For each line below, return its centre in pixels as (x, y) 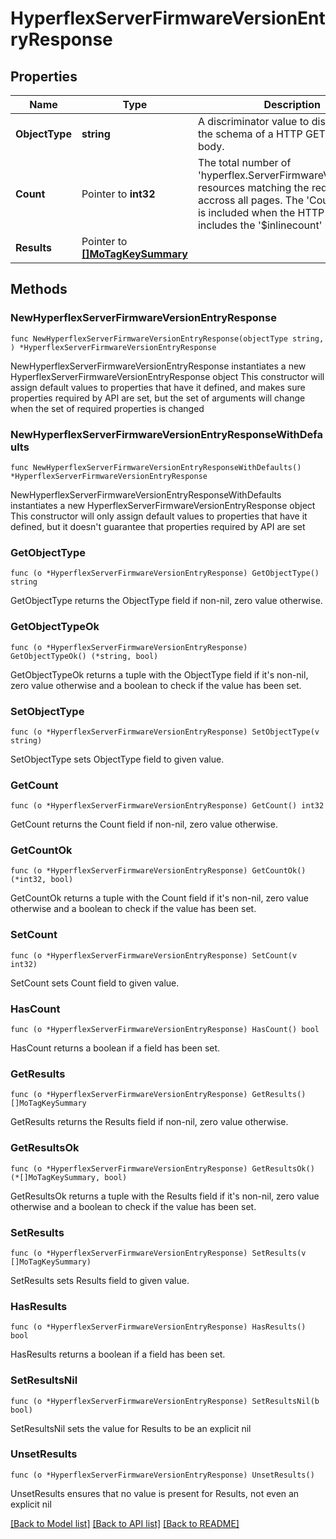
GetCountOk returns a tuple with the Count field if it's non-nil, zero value (160, 898)
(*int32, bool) (42, 880)
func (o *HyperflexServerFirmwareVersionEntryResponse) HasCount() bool (165, 1030)
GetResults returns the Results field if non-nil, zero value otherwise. (149, 1122)
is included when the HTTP (261, 212)
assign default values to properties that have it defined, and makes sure (158, 387)
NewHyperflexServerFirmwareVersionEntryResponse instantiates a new (158, 366)
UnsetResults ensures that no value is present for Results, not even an (155, 1493)
